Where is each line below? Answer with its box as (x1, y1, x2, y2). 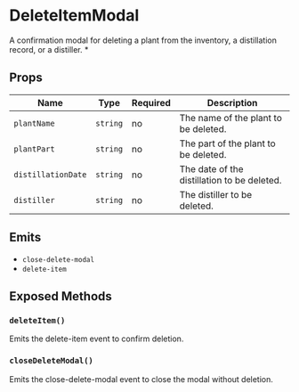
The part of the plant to (179, 137, 276, 150)
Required (132, 96, 172, 109)
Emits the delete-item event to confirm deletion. (9, 333, 184, 344)
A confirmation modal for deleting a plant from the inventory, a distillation (9, 35, 278, 45)
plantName (13, 118, 55, 128)
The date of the (179, 162, 244, 175)
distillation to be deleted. (179, 174, 282, 186)
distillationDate (13, 169, 87, 179)
